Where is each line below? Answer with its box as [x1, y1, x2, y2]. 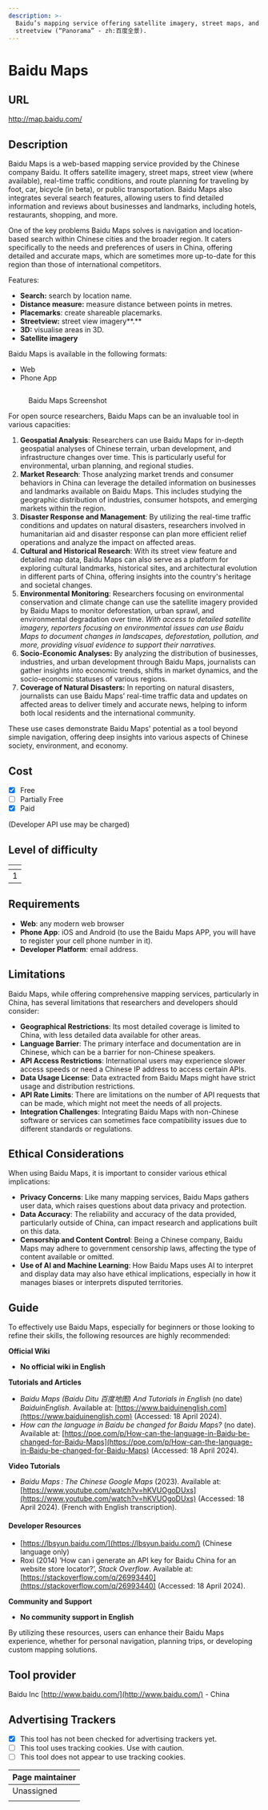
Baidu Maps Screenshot [28, 396, 107, 405]
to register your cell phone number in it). [19, 936, 154, 946]
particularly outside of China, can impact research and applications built [19, 1218, 258, 1228]
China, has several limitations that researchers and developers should [8, 997, 238, 1007]
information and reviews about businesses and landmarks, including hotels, [8, 201, 258, 211]
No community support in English [19, 1613, 134, 1622]
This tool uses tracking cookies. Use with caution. [19, 1743, 184, 1753]
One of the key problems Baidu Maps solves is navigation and [8, 226, 212, 235]
